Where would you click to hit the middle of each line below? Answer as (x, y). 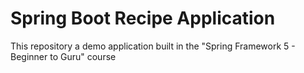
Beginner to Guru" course (63, 56)
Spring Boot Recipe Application (143, 18)
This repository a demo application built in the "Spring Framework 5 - (153, 46)
